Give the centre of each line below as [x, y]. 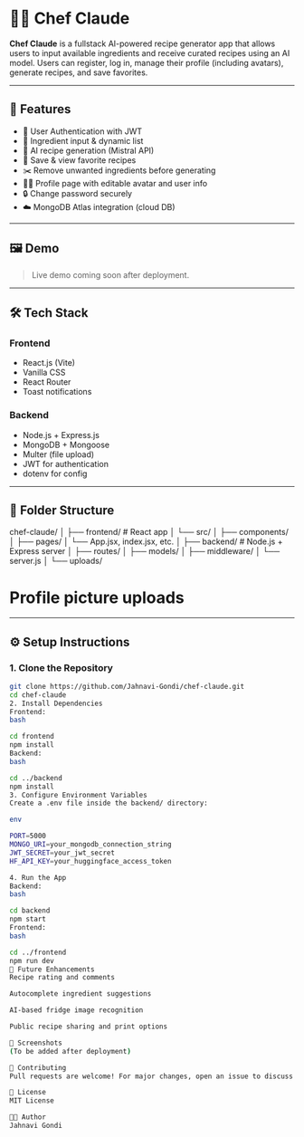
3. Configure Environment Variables [78, 795]
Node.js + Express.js [61, 435]
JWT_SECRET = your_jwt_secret [62, 853]
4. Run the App [38, 877]
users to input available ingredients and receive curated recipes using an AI [150, 53]
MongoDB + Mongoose [66, 444]
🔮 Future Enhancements [52, 969]
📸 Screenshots [36, 1043]
